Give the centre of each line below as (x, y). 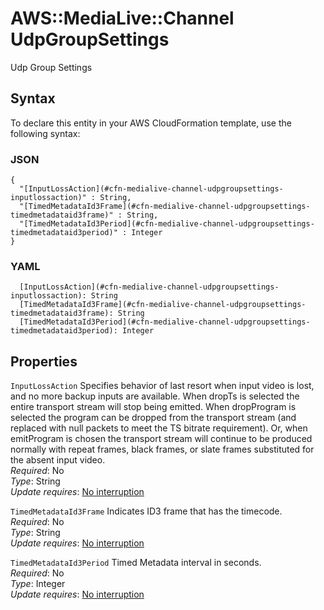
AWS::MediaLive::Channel (122, 18)
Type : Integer (38, 584)
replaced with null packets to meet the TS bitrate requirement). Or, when (159, 428)
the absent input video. (58, 460)
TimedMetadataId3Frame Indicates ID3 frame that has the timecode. (146, 511)
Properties (44, 361)
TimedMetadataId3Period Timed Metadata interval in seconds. (136, 563)
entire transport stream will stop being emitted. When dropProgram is (153, 407)
